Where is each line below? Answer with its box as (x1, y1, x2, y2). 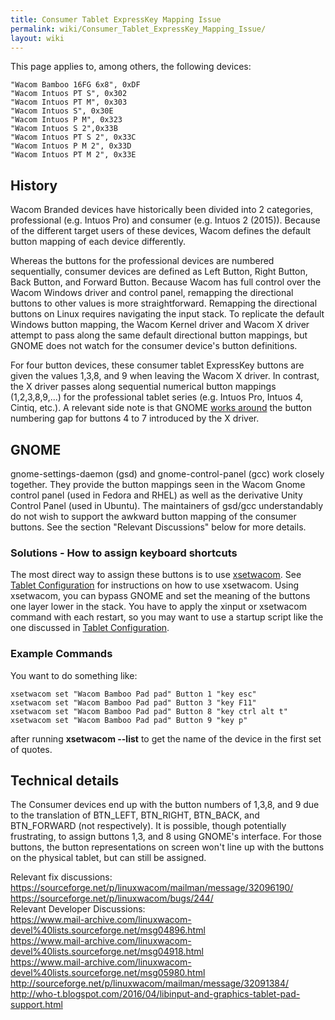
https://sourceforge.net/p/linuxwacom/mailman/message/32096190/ (10, 882, 294, 894)
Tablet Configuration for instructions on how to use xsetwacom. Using (10, 579, 300, 591)
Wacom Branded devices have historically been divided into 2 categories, (10, 204, 313, 216)
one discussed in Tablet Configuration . (10, 622, 170, 634)
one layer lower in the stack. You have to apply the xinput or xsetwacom (10, 601, 307, 613)
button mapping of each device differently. (10, 236, 186, 248)
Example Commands (10, 647, 113, 661)
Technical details (10, 772, 120, 789)
